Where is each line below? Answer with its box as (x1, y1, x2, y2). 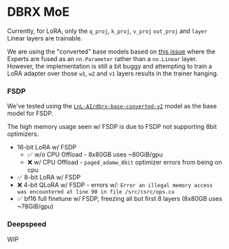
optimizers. (7, 130, 39, 138)
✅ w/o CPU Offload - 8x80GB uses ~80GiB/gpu (27, 150, 163, 158)
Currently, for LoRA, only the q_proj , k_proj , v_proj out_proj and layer (7, 27, 208, 35)
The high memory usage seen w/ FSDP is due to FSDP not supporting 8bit (7, 123, 217, 131)
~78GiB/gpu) (17, 202, 54, 211)
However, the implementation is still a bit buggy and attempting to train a (7, 62, 212, 70)
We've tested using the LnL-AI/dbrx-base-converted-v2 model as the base (7, 102, 217, 110)
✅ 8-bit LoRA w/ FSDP (17, 173, 81, 182)
